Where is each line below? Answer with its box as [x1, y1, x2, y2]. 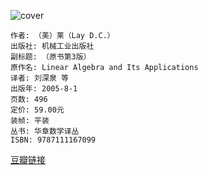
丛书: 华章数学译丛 [10, 126, 80, 136]
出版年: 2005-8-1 [10, 84, 78, 94]
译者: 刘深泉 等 [10, 73, 69, 83]
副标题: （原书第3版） [10, 52, 92, 62]
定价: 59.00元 [10, 105, 65, 115]
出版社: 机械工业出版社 [10, 41, 95, 51]
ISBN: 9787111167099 [10, 135, 97, 145]
